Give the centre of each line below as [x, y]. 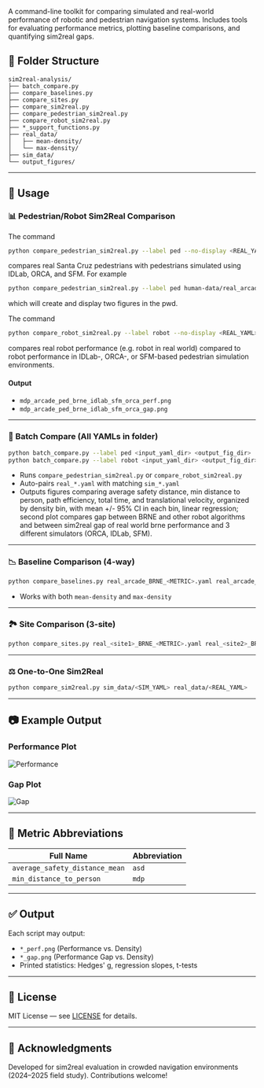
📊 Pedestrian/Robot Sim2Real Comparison [92, 216]
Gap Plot [25, 784]
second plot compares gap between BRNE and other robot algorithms [132, 517]
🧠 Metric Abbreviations [66, 834]
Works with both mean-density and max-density [95, 596]
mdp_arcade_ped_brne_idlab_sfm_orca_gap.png [93, 409]
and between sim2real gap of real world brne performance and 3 [125, 526]
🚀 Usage [29, 193]
